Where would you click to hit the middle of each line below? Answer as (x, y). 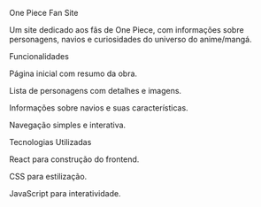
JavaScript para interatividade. (65, 193)
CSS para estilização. (48, 176)
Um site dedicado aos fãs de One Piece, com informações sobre (127, 30)
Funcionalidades (39, 56)
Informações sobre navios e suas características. (99, 108)
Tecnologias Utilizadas (50, 142)
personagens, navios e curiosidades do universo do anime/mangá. (130, 39)
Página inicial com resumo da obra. (73, 73)
